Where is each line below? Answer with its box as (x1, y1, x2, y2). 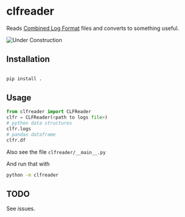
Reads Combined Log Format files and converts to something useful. (6, 24, 180, 32)
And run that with (6, 160, 50, 167)
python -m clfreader (6, 172, 59, 178)
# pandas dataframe (6, 131, 56, 138)
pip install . (6, 75, 43, 82)
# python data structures (6, 120, 72, 127)
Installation (6, 54, 50, 65)
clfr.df (6, 137, 26, 143)
